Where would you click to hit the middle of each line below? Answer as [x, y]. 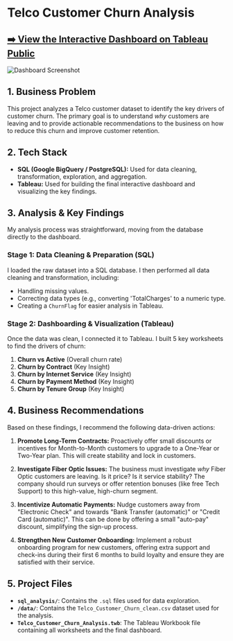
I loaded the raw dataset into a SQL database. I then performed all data [109, 270]
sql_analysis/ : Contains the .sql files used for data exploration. [109, 600]
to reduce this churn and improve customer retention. [84, 130]
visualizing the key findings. [57, 191]
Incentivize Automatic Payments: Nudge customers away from [109, 504]
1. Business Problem [52, 92]
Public [21, 53]
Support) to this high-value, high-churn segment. [87, 491]
